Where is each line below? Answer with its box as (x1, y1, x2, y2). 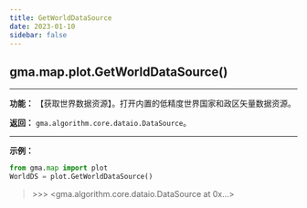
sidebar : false (9, 30, 68, 39)
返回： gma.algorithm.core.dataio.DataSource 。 (9, 118, 192, 129)
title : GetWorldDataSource (9, 13, 112, 23)
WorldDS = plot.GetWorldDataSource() (9, 172, 153, 182)
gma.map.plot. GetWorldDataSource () (9, 64, 228, 79)
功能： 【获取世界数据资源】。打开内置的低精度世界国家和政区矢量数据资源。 (9, 98, 296, 109)
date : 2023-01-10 (9, 22, 76, 31)
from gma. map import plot (9, 163, 108, 173)
